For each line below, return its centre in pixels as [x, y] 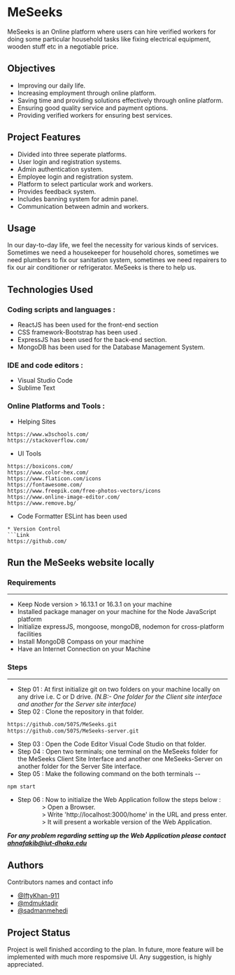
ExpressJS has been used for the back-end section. [92, 340]
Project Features [44, 137]
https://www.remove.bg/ [42, 503]
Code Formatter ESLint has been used [72, 516]
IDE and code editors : [45, 365]
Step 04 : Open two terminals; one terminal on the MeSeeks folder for [118, 751]
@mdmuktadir [38, 903]
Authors [26, 865]
